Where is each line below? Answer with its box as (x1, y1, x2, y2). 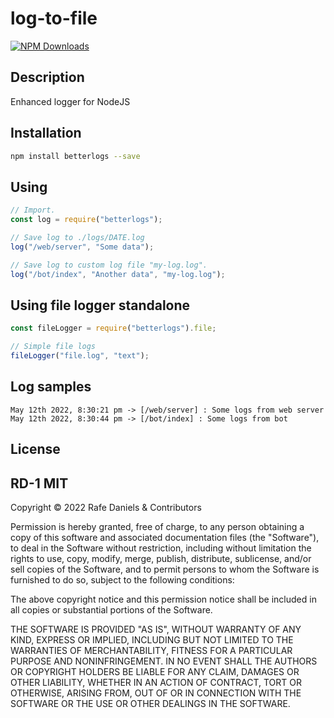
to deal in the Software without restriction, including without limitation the (10, 542, 312, 554)
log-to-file (10, 7, 98, 30)
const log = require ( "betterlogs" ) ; (10, 215, 163, 225)
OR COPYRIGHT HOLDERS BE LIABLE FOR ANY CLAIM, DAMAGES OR (10, 665, 300, 677)
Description (10, 69, 85, 86)
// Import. (10, 205, 56, 216)
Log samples (10, 378, 92, 396)
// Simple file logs (10, 342, 97, 352)
